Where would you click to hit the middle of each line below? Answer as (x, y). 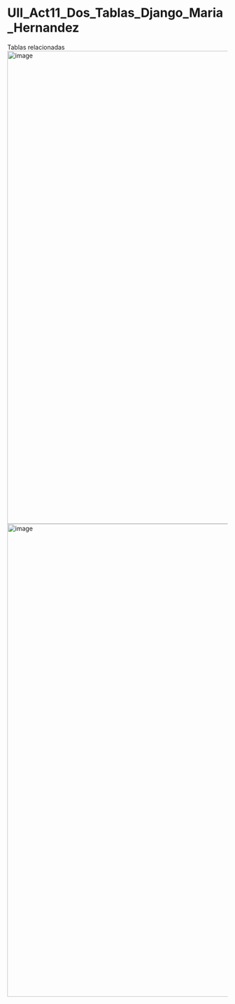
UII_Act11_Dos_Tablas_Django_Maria (115, 13)
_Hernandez (43, 28)
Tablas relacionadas (36, 47)
